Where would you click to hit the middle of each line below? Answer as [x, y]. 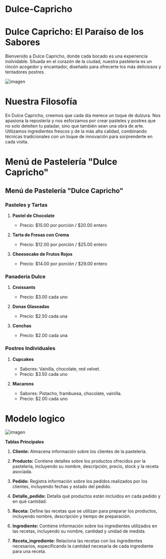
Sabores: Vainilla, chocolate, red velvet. [60, 369]
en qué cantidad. [29, 501]
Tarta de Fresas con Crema [41, 235]
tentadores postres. [25, 72]
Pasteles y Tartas [27, 205]
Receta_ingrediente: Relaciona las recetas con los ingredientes [77, 541]
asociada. [22, 472]
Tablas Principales [25, 442]
